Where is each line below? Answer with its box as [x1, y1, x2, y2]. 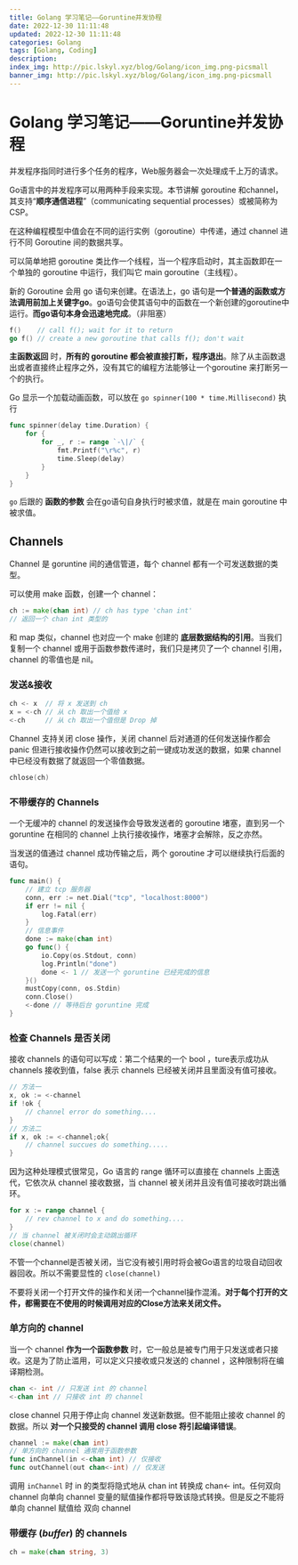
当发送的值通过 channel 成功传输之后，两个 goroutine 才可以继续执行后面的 [9, 847, 286, 859]
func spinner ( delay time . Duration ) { [9, 421, 149, 430]
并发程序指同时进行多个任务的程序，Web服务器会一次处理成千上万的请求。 [9, 166, 283, 176]
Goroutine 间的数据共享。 [34, 237, 128, 247]
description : [9, 54, 58, 63]
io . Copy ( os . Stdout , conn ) [41, 951, 138, 960]
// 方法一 [9, 1083, 42, 1091]
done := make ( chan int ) [25, 935, 114, 944]
